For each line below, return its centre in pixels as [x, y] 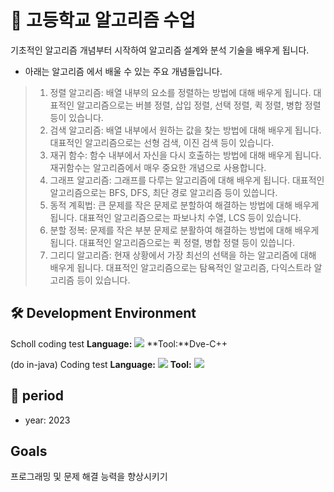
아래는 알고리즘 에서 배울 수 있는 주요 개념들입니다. [123, 71]
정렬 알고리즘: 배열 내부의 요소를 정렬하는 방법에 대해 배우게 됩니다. [180, 92]
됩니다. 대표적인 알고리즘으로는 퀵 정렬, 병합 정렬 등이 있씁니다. [172, 242]
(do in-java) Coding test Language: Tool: [101, 364]
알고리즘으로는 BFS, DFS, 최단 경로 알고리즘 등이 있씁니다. [163, 192]
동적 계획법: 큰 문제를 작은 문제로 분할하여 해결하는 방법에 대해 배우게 [184, 205]
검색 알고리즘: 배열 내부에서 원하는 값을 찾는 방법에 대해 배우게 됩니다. [185, 130]
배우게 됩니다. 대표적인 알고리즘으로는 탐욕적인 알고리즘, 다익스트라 [180, 267]
